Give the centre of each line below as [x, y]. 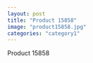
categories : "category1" [44, 33]
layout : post [26, 14]
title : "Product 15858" [42, 20]
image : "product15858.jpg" [47, 27]
